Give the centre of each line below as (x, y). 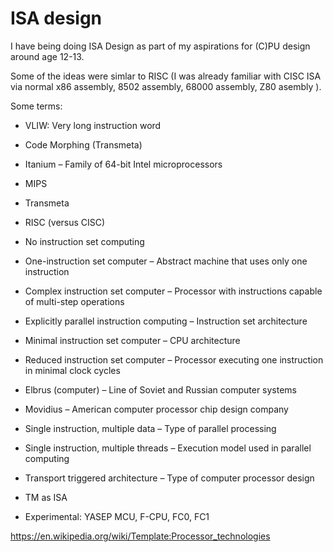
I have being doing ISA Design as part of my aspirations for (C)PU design (160, 46)
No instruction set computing (84, 241)
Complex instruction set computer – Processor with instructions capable (173, 291)
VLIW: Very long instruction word (93, 125)
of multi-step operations (74, 301)
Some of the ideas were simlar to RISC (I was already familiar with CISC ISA (166, 76)
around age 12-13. (47, 56)
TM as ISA (46, 497)
